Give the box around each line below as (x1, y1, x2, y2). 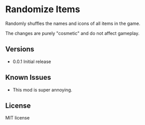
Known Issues (5, 73, 51, 82)
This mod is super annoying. (12, 86, 73, 92)
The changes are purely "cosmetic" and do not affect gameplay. (5, 30, 140, 36)
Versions (5, 45, 35, 54)
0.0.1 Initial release (12, 58, 51, 65)
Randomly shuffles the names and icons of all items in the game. (5, 20, 141, 26)
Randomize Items (5, 4, 80, 15)
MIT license (5, 115, 30, 121)
